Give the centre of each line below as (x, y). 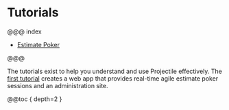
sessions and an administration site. (58, 85)
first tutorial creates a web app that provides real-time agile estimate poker (113, 78)
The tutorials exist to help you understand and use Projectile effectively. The (115, 71)
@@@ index (25, 31)
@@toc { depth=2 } (35, 99)
